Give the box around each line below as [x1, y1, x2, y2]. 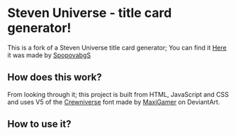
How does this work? [7, 71, 102, 83]
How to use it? [7, 118, 72, 130]
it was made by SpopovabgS [7, 51, 91, 59]
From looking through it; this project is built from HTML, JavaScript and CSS [7, 90, 229, 98]
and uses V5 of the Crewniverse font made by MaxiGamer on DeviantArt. [7, 98, 220, 106]
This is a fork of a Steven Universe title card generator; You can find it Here [7, 43, 227, 52]
